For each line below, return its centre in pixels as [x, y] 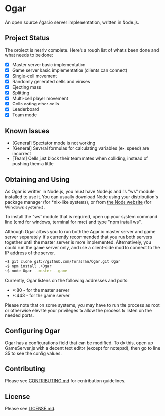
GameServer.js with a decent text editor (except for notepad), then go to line [83, 348]
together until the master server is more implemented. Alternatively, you [78, 242]
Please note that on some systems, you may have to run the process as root [82, 305]
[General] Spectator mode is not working [54, 143]
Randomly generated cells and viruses [51, 81]
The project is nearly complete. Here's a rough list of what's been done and [82, 50]
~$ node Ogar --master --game [36, 271]
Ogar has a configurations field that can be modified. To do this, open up [79, 343]
